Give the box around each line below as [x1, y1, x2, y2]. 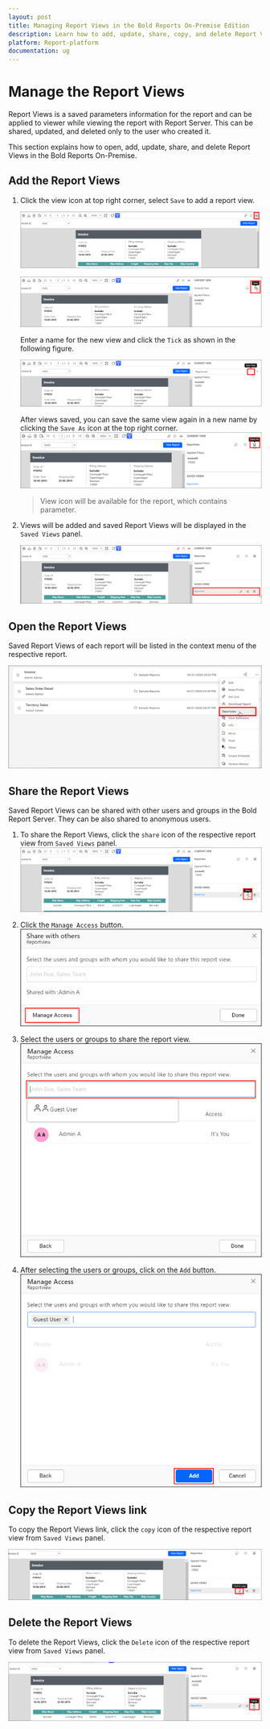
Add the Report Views [8, 174, 121, 188]
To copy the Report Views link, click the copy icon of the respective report [8, 1524, 252, 1534]
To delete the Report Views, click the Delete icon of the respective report [8, 1637, 250, 1647]
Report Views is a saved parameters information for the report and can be [8, 110, 252, 119]
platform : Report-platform [8, 39, 99, 47]
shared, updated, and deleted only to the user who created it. [8, 127, 211, 136]
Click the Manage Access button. [19, 920, 124, 929]
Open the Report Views [8, 619, 127, 633]
